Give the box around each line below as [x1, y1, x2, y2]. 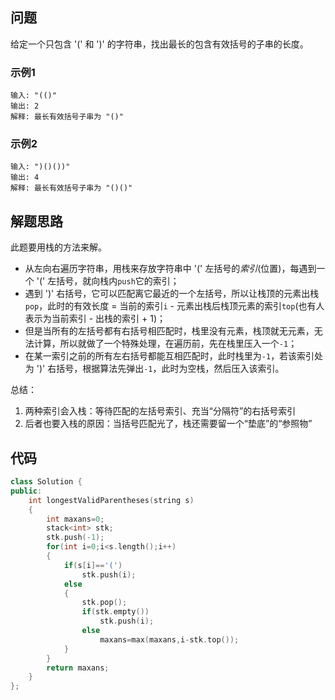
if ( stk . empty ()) [81, 607, 150, 617]
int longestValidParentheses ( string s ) [28, 495, 195, 505]
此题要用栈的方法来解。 [10, 241, 107, 253]
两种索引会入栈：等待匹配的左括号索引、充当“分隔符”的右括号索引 [24, 405, 297, 417]
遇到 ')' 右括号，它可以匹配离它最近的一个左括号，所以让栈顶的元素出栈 [24, 288, 320, 300]
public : [10, 486, 43, 496]
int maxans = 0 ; [46, 514, 105, 524]
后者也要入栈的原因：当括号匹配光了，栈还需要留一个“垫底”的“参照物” [24, 418, 313, 430]
